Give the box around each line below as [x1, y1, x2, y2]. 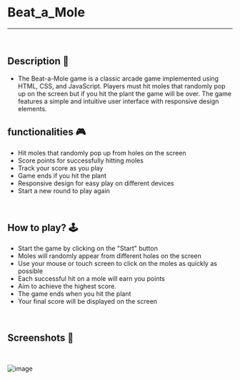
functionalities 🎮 [7, 126, 86, 138]
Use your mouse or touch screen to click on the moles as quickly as [17, 260, 218, 268]
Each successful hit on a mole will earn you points [17, 274, 166, 283]
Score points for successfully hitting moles [17, 156, 144, 165]
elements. [17, 104, 48, 113]
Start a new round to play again [17, 186, 111, 195]
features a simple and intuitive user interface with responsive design [17, 97, 219, 106]
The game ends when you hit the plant [17, 289, 131, 298]
